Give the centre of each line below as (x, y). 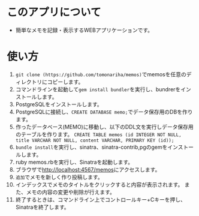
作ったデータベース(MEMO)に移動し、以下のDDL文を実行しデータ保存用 (104, 127)
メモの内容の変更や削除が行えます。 (71, 192)
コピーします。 (65, 82)
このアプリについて (54, 12)
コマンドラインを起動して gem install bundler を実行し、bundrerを (98, 89)
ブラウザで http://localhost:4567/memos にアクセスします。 (88, 169)
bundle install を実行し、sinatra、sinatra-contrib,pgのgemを (91, 147)
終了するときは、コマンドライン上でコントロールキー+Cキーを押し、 (101, 199)
